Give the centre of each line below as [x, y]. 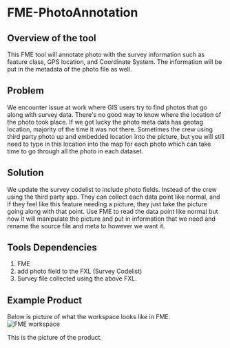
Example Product [45, 300]
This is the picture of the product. [54, 338]
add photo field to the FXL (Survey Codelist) [80, 271]
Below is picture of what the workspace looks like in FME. [89, 317]
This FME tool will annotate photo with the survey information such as [106, 54]
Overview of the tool [52, 38]
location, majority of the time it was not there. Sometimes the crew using [110, 129]
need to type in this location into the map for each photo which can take [109, 144]
